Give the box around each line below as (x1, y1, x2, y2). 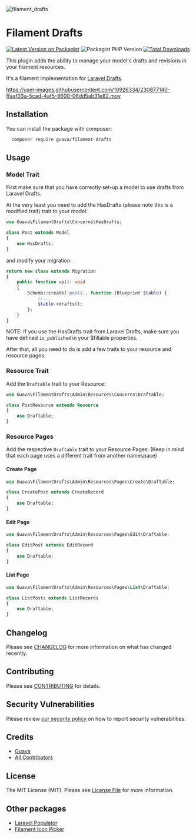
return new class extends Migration (6, 268, 96, 274)
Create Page (6, 466, 37, 472)
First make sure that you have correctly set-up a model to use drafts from (6, 184, 184, 191)
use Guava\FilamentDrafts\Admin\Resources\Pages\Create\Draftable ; (6, 479, 175, 485)
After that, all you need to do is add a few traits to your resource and (6, 346, 172, 353)
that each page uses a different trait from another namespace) (6, 452, 158, 459)
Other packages (6, 804, 67, 814)
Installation (6, 110, 48, 120)
